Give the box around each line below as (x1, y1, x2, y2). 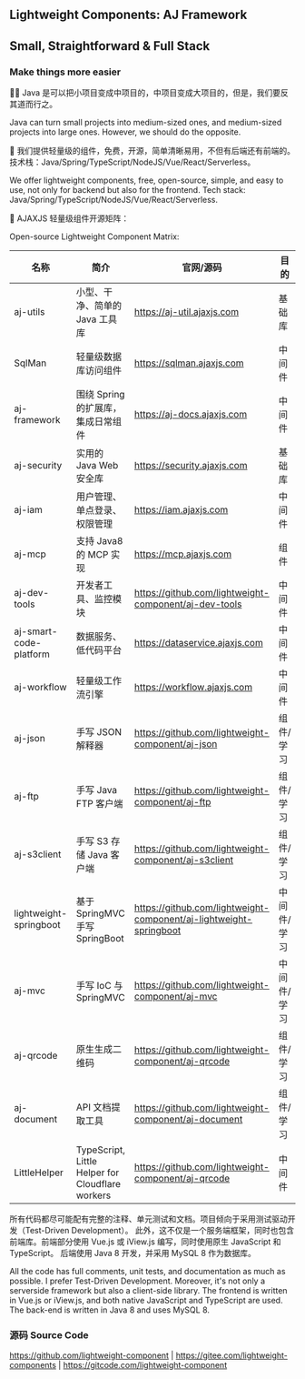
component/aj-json (134, 738, 218, 750)
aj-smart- (14, 625, 58, 638)
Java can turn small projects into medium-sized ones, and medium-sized (9, 117, 282, 128)
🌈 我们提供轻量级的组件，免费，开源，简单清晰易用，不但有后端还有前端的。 (9, 146, 296, 156)
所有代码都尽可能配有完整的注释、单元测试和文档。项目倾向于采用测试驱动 (9, 1213, 288, 1224)
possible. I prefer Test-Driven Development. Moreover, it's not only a (9, 1275, 266, 1286)
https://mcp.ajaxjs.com (134, 548, 232, 560)
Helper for (75, 1166, 120, 1179)
